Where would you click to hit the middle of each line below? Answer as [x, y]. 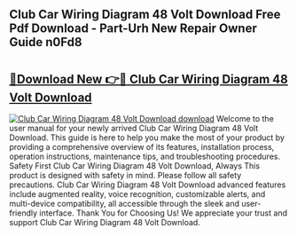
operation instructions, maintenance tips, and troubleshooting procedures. [145, 156]
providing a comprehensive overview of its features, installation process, [142, 147]
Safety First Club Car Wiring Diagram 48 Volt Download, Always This [134, 166]
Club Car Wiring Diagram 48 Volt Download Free [145, 15]
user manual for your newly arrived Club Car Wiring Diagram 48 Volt [134, 128]
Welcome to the [245, 118]
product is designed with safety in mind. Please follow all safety [125, 175]
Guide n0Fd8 [46, 42]
